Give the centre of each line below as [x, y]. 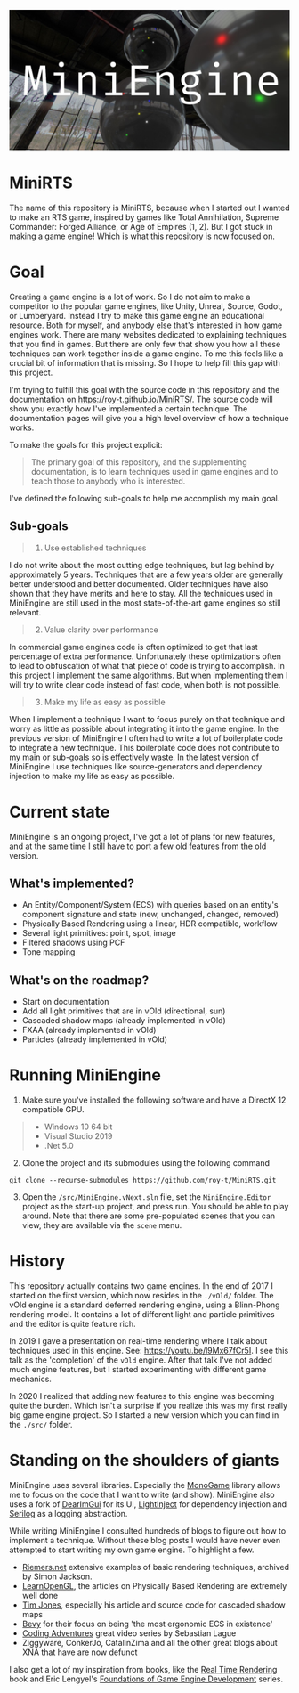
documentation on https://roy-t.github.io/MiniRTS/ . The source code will [141, 399]
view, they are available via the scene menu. [102, 1225]
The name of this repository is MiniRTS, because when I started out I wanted [149, 208]
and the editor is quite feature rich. [73, 1324]
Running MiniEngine [85, 1075]
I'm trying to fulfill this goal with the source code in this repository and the [145, 389]
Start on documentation [65, 1002]
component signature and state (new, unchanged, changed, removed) [150, 915]
